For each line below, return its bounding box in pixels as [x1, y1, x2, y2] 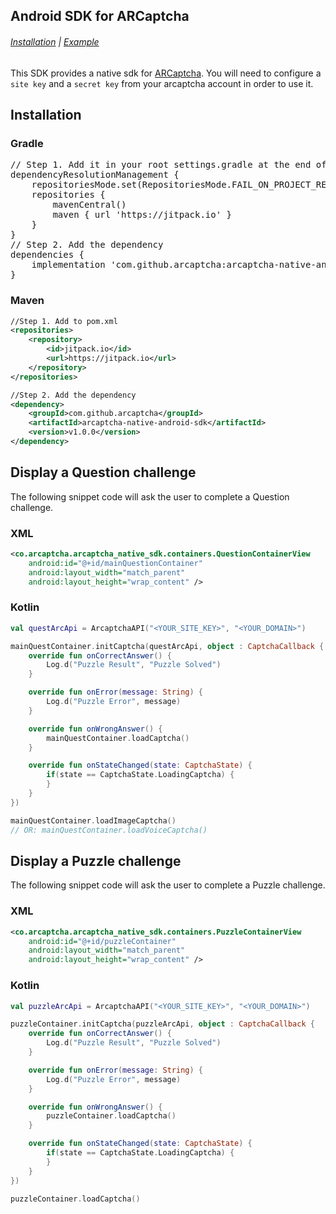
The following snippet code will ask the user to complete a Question [10, 490, 290, 503]
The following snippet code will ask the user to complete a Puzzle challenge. [10, 879, 326, 891]
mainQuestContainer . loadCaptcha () [46, 733, 190, 743]
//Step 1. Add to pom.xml [10, 316, 118, 326]
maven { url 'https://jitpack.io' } [52, 209, 233, 221]
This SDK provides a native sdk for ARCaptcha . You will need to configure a [10, 67, 322, 79]
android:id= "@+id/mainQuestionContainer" [28, 558, 203, 568]
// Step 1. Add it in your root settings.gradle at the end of [10, 159, 327, 171]
